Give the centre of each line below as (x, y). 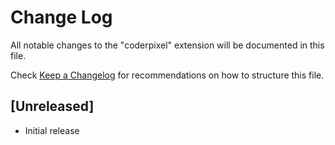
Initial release (52, 130)
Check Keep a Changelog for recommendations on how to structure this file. (167, 75)
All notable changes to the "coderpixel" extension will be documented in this (167, 45)
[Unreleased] (52, 106)
